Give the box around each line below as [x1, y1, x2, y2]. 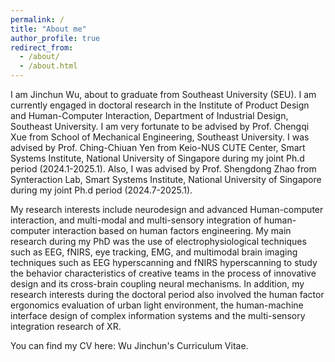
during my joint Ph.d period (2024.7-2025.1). [10, 184, 193, 196]
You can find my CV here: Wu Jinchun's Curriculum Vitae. [10, 340, 249, 351]
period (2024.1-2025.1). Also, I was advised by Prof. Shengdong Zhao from [10, 163, 317, 175]
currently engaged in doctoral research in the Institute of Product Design [10, 99, 310, 111]
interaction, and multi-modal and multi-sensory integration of [10, 214, 262, 226]
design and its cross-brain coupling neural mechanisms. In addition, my [10, 278, 305, 290]
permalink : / [10, 14, 65, 25]
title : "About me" [10, 24, 87, 34]
